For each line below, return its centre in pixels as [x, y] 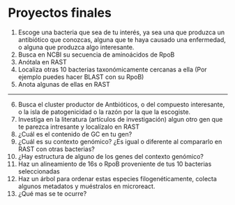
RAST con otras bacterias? [56, 149]
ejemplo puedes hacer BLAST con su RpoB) [81, 77]
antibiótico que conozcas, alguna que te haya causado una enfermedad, [122, 39]
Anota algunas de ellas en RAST [64, 84]
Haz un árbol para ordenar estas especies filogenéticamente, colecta [117, 178]
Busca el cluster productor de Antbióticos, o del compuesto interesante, [121, 104]
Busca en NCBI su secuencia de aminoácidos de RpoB [96, 55]
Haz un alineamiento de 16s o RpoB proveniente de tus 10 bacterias [115, 164]
